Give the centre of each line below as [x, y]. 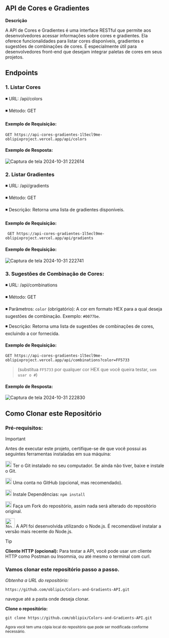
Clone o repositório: [26, 609]
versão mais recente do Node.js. [39, 531]
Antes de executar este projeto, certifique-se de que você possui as [76, 449]
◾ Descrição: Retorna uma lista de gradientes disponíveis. [65, 210]
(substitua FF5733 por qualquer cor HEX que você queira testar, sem [87, 370]
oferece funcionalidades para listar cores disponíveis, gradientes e [74, 41]
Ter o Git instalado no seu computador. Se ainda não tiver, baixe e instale [88, 466]
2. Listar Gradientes [30, 175]
